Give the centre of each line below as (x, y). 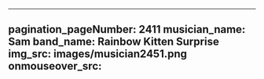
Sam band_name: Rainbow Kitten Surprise (114, 42)
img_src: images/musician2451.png (97, 54)
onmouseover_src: (55, 66)
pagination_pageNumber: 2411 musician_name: (127, 29)
